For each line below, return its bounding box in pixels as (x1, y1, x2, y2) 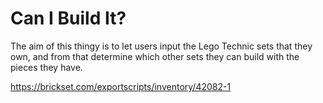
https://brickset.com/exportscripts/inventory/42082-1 (10, 80, 232, 92)
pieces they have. (10, 61, 83, 73)
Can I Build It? (10, 7, 127, 30)
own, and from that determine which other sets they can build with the (10, 50, 300, 62)
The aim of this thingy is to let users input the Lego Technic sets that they (10, 40, 313, 52)
